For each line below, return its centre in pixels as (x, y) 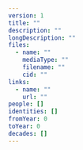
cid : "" (35, 75)
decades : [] (28, 133)
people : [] (26, 104)
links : (19, 82)
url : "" (35, 97)
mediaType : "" (45, 60)
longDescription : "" (42, 38)
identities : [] (33, 112)
